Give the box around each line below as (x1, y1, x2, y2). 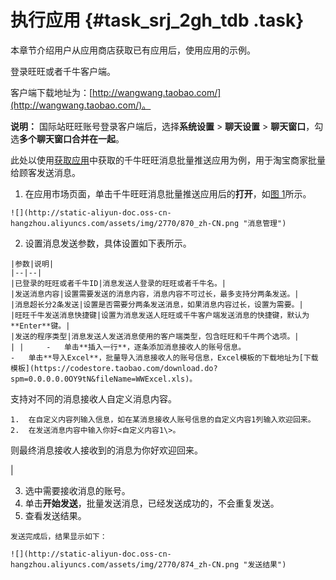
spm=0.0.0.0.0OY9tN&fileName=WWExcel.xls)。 (10, 374, 198, 384)
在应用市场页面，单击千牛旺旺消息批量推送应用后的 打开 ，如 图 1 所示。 (24, 187, 312, 200)
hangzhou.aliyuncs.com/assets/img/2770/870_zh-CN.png (10, 218, 240, 228)
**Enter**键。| (10, 321, 71, 331)
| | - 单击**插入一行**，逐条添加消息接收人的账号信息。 (10, 342, 247, 352)
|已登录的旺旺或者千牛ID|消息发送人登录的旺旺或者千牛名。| (10, 278, 227, 288)
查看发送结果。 (24, 509, 87, 521)
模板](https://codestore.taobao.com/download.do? (10, 363, 218, 373)
